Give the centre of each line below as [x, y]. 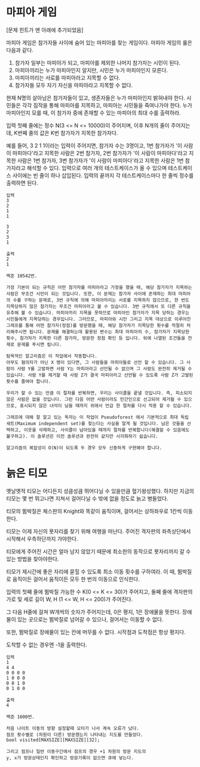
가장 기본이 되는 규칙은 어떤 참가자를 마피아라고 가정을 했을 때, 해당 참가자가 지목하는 [99, 287]
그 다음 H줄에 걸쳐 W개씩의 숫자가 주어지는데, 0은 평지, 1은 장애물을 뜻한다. [93, 612]
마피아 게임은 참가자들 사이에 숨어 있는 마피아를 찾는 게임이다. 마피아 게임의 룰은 [99, 42]
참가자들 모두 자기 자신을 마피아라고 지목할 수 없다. [74, 85]
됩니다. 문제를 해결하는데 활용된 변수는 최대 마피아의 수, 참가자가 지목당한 [109, 332]
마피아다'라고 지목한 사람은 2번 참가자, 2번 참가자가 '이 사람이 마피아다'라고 [100, 153]
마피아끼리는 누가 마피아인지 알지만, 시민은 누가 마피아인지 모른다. [91, 70]
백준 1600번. [20, 717]
